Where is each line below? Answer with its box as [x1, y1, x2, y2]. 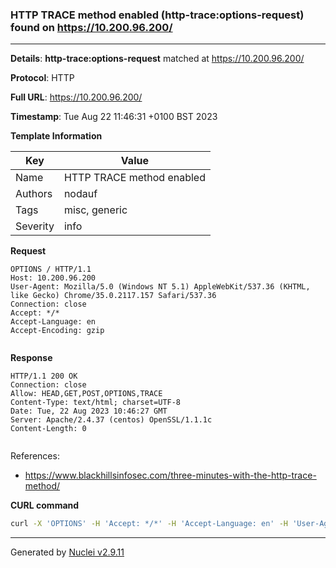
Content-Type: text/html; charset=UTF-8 [10, 398, 182, 408]
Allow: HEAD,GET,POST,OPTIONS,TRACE [10, 389, 163, 399]
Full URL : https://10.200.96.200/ [10, 91, 143, 103]
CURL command [10, 499, 80, 512]
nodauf [63, 187, 98, 201]
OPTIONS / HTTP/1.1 [10, 264, 92, 275]
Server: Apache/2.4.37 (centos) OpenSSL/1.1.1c [10, 415, 213, 425]
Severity [15, 219, 55, 233]
